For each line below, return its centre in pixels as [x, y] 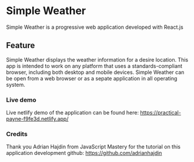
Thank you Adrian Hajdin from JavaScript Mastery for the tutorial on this [93, 147]
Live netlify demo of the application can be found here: [73, 113]
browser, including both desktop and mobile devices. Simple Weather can [95, 72]
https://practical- [160, 113]
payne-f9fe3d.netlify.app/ [37, 119]
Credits [17, 134]
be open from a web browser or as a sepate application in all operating [92, 78]
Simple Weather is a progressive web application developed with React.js [95, 27]
